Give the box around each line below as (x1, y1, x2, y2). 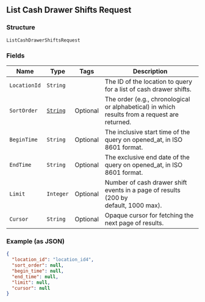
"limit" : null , (12, 279, 51, 285)
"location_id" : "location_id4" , (12, 257, 95, 263)
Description (132, 67, 168, 75)
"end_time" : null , (12, 273, 59, 280)
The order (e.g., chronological (104, 95, 190, 103)
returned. (104, 117, 132, 126)
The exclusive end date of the (104, 153, 190, 161)
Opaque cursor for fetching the (104, 211, 194, 219)
